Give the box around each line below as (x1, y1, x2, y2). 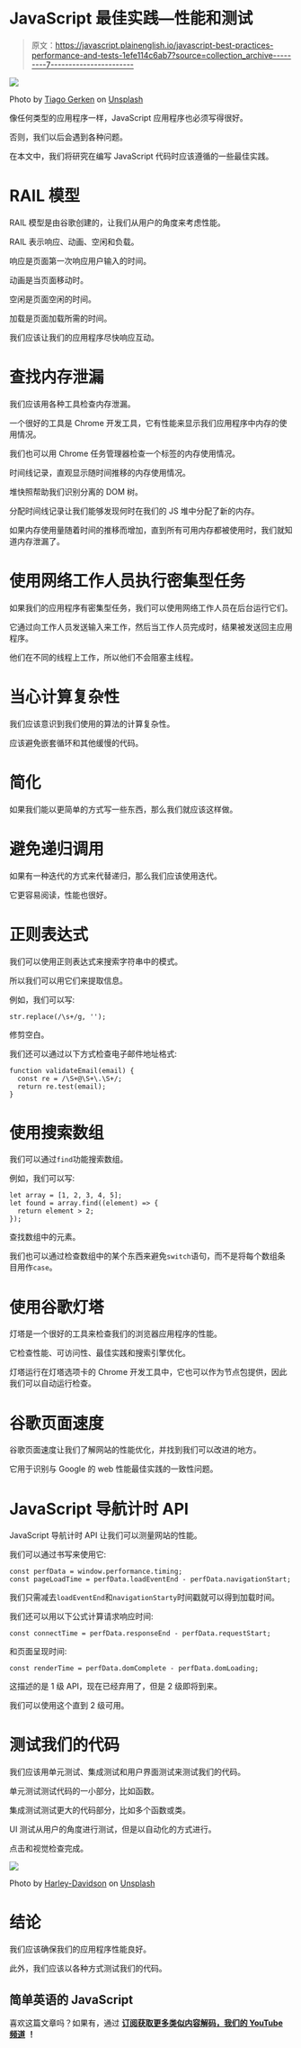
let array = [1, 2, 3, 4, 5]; (9, 1191, 123, 1200)
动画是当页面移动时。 (9, 274, 88, 285)
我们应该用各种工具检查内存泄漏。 (9, 398, 136, 409)
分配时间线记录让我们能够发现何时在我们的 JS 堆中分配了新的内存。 (9, 505, 260, 516)
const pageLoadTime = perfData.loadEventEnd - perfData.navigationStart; (9, 1575, 292, 1584)
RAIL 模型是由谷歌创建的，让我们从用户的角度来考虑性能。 (9, 217, 226, 228)
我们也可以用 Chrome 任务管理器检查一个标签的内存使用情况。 (9, 448, 241, 459)
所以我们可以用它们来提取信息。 (9, 975, 128, 986)
